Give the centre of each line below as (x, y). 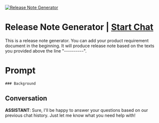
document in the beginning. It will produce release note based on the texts (80, 46)
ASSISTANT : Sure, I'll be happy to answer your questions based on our (77, 110)
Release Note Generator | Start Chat (79, 27)
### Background (20, 83)
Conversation (26, 98)
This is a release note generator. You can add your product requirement (77, 40)
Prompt (20, 71)
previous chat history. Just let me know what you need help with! (70, 115)
